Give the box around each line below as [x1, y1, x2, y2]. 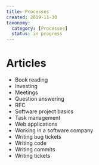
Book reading [14, 76, 48, 83]
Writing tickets [14, 152, 51, 160]
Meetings [14, 89, 38, 96]
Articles [6, 57, 47, 70]
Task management [14, 114, 61, 122]
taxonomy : [6, 20, 31, 26]
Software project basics [14, 108, 73, 115]
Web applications [14, 120, 58, 128]
